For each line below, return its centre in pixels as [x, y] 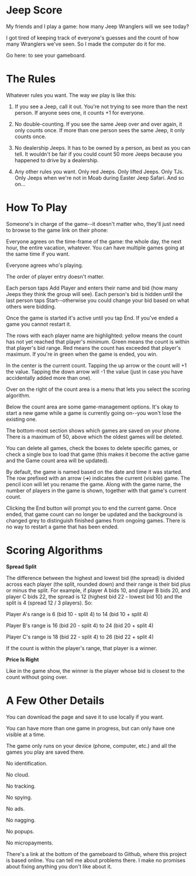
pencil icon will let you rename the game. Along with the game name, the [94, 484]
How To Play [37, 208]
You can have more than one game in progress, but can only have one [91, 728]
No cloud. [18, 774]
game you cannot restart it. [39, 324]
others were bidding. [31, 306]
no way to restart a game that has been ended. [62, 527]
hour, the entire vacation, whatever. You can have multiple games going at [95, 248]
